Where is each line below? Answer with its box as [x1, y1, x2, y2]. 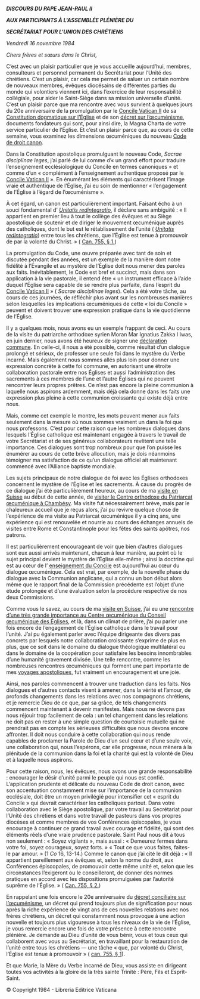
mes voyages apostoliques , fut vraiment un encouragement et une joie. [6, 669, 181, 676]
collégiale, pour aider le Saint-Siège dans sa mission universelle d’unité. [6, 95, 182, 101]
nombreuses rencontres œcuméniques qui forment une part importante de [6, 662, 189, 669]
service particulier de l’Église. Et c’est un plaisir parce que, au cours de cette [6, 126, 194, 133]
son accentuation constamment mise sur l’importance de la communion [6, 787, 182, 794]
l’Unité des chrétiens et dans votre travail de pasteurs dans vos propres [6, 812, 182, 819]
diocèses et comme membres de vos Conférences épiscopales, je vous [6, 818, 182, 825]
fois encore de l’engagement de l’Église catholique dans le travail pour [6, 624, 179, 631]
